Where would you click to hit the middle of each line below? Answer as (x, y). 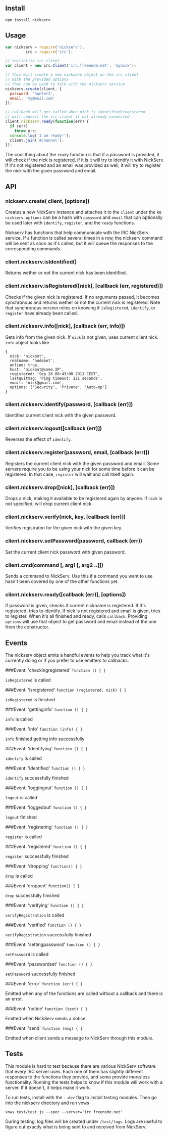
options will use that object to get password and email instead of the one (81, 622)
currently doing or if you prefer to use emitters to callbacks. (67, 661)
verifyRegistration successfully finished (48, 935)
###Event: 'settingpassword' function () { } (53, 944)
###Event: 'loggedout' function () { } (46, 807)
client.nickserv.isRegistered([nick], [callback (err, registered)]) (84, 286)
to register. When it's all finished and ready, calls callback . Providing (76, 616)
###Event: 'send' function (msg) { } (44, 1028)
